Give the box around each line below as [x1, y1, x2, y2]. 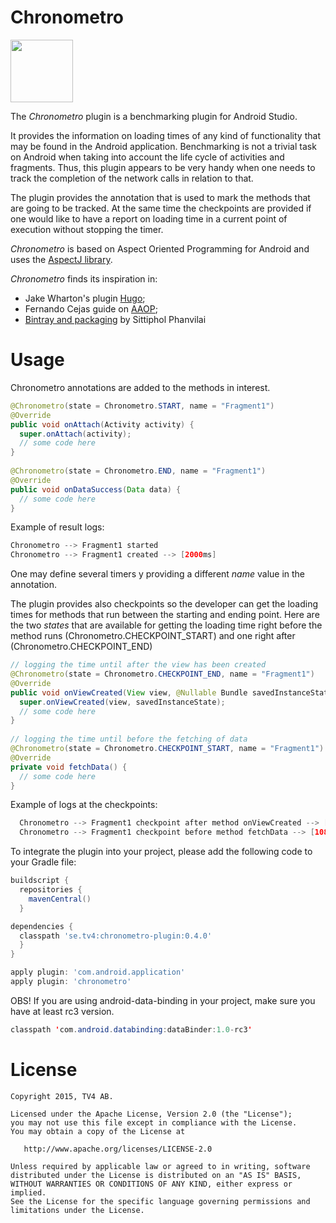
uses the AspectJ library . [10, 253, 113, 265]
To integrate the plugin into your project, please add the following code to [10, 846, 313, 858]
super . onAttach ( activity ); [19, 429, 132, 439]
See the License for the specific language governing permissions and [10, 1196, 311, 1206]
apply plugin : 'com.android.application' [10, 967, 186, 978]
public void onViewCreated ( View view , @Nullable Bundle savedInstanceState [10, 687, 333, 698]
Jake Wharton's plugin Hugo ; [24, 292, 146, 304]
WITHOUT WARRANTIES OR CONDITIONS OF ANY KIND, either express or [10, 1179, 293, 1189]
